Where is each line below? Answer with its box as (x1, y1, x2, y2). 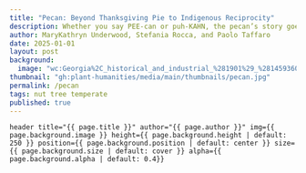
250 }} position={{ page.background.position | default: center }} (9, 138, 271, 148)
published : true (9, 97, 71, 107)
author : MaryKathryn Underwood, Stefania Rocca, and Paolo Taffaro (9, 30, 271, 39)
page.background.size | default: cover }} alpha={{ (21, 147, 222, 156)
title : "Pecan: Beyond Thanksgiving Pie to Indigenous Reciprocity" (9, 13, 275, 23)
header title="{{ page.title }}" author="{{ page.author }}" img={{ (9, 123, 275, 132)
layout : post (9, 47, 59, 56)
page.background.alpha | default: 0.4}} (9, 155, 166, 164)
